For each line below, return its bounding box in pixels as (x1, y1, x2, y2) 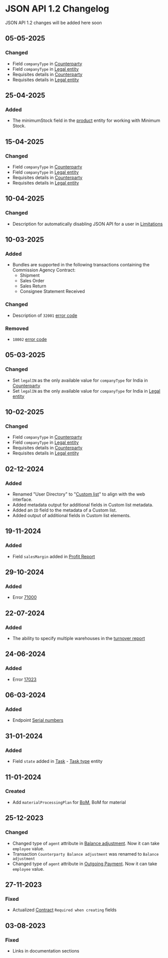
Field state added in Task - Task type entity (12, 758, 103, 764)
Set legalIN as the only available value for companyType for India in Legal (12, 388, 160, 394)
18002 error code (12, 336, 47, 342)
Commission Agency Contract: (12, 267, 76, 273)
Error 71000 (12, 594, 37, 600)
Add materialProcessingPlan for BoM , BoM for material (12, 799, 126, 805)
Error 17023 (12, 676, 36, 682)
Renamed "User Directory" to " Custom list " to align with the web (12, 491, 145, 497)
